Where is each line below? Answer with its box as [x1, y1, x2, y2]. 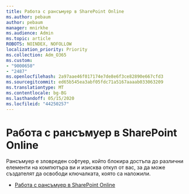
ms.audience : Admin [6, 30, 54, 36]
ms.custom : [6, 57, 33, 63]
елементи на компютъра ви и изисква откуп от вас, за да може [6, 164, 166, 171]
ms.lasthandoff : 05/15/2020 [6, 95, 75, 101]
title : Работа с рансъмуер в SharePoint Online [6, 8, 125, 15]
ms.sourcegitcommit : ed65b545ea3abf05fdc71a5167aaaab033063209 [6, 79, 164, 85]
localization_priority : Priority [6, 47, 88, 53]
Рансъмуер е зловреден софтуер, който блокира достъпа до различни [6, 158, 184, 165]
